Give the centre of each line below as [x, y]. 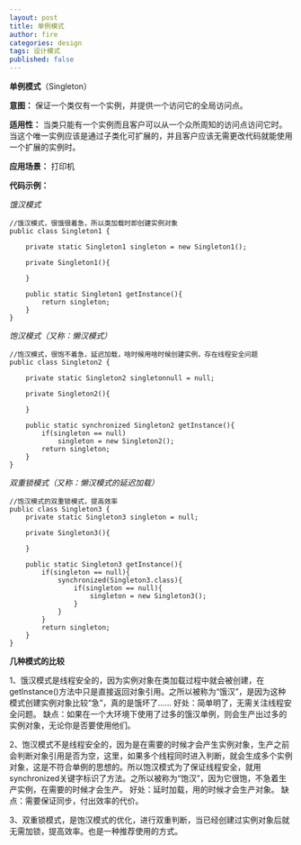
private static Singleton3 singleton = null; [112, 517]
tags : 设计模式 [35, 51]
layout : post [34, 18]
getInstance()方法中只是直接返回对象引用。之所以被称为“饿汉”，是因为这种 [148, 691]
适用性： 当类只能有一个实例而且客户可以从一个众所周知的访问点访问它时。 [148, 124]
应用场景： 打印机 [42, 166]
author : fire [34, 34]
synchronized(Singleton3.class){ [120, 580]
